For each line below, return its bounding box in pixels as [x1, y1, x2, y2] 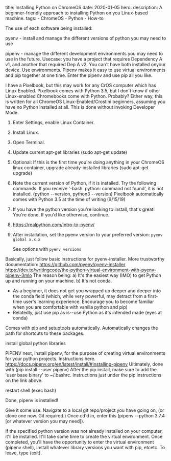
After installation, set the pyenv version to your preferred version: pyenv [12, 232, 163, 237]
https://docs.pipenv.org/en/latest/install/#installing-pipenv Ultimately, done [5, 361, 163, 367]
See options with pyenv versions [12, 246, 82, 252]
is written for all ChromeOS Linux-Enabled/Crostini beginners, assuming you [5, 98, 166, 105]
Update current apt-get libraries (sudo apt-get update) [12, 149, 128, 155]
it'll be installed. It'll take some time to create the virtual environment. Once [5, 433, 163, 439]
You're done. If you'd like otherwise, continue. [12, 212, 110, 217]
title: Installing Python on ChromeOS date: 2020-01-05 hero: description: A [5, 5, 162, 10]
